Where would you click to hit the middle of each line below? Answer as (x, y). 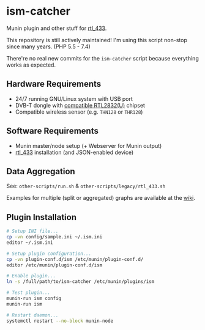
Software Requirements (53, 131)
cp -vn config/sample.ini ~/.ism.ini (54, 237)
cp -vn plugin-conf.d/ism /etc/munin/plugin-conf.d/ (75, 259)
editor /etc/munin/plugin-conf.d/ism (54, 265)
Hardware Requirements (54, 84)
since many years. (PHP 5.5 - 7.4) (48, 46)
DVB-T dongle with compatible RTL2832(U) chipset (80, 105)
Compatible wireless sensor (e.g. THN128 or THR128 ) (79, 112)
